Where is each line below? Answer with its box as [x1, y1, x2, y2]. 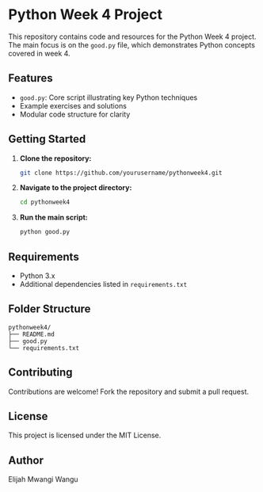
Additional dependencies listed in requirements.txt [19, 280, 188, 288]
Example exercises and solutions [19, 101, 127, 110]
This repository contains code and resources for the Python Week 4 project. [8, 32, 257, 41]
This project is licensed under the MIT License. [8, 430, 162, 441]
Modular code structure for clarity [19, 109, 131, 119]
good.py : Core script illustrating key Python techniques [19, 93, 198, 102]
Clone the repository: [19, 153, 92, 163]
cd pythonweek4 [19, 198, 71, 207]
